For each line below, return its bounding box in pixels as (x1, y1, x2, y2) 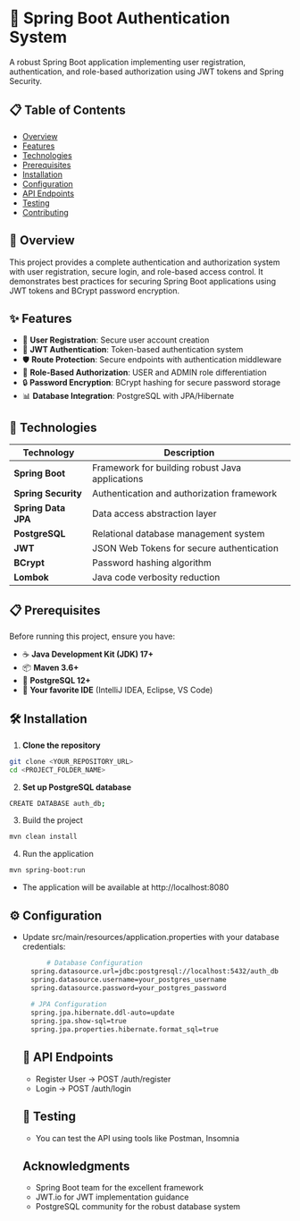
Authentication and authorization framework (92, 488, 278, 500)
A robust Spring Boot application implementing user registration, (9, 56, 246, 67)
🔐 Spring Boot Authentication (9, 8, 230, 29)
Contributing (21, 207, 69, 217)
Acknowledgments (21, 1158, 130, 1174)
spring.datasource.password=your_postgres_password (30, 983, 227, 992)
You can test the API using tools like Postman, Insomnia (35, 1132, 239, 1143)
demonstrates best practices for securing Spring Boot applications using (9, 276, 277, 286)
